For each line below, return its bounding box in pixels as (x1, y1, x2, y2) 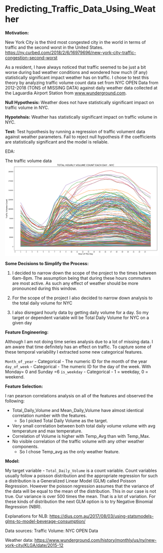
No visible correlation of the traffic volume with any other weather (12, 438, 145, 444)
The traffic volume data (5, 158, 52, 163)
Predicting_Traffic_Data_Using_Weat (5, 3, 156, 15)
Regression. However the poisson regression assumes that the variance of (5, 483, 154, 489)
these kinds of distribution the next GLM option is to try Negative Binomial (5, 499, 153, 504)
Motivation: (5, 30, 29, 36)
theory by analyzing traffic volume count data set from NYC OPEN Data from (5, 79, 159, 86)
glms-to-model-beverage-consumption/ (5, 518, 86, 524)
